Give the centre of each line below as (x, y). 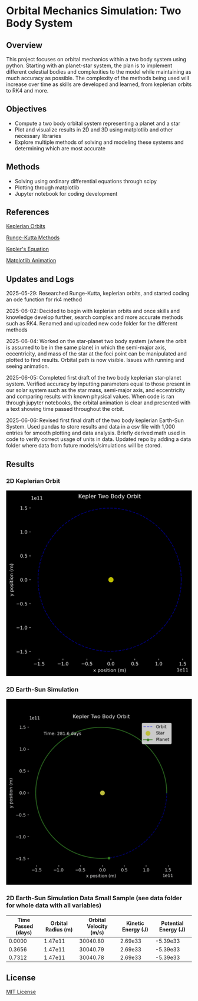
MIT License (21, 992)
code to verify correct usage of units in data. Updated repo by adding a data (99, 439)
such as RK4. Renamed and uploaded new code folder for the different (92, 324)
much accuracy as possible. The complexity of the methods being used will (98, 78)
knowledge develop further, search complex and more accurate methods (95, 317)
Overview (24, 45)
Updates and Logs (40, 279)
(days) (24, 933)
